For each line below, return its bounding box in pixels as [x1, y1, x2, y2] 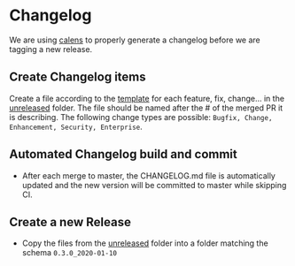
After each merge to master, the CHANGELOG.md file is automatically [21, 170, 276, 181]
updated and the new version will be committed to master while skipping [21, 179, 287, 190]
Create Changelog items [9, 70, 146, 85]
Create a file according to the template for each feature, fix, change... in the [9, 93, 285, 103]
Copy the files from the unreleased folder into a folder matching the [21, 238, 268, 248]
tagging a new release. [9, 43, 93, 54]
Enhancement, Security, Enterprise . [9, 121, 144, 132]
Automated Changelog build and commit [9, 147, 237, 162]
